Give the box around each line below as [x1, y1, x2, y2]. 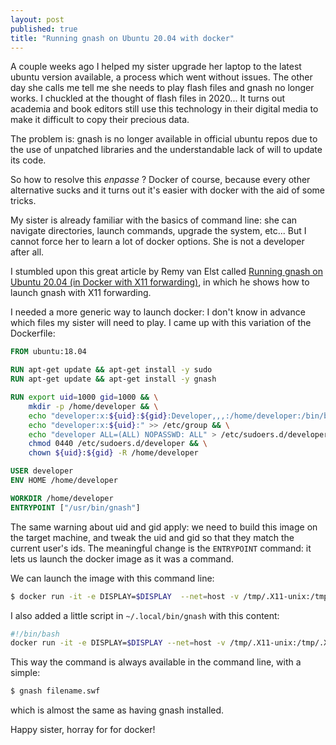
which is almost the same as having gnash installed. [10, 704, 225, 716]
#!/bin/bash [10, 629, 60, 639]
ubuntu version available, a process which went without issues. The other [10, 71, 313, 83]
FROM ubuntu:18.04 [10, 347, 87, 357]
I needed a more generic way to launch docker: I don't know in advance [10, 306, 306, 318]
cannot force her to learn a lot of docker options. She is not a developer [10, 236, 305, 248]
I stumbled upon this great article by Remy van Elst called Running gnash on [10, 266, 323, 278]
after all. [10, 246, 45, 258]
